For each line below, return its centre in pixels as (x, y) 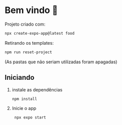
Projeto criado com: (25, 24)
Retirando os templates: (29, 43)
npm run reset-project (28, 52)
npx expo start (30, 117)
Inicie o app (24, 108)
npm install (24, 99)
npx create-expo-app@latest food (40, 33)
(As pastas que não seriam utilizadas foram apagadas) (61, 62)
